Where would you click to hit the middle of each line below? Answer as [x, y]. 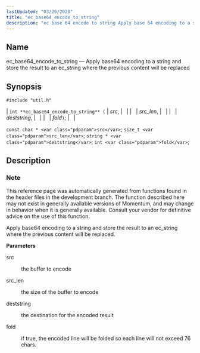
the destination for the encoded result [68, 315]
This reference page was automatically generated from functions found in [97, 191]
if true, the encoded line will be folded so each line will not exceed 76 [106, 338]
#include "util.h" [29, 100]
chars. [29, 345]
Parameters [21, 245]
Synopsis [24, 86]
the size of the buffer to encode [60, 292]
